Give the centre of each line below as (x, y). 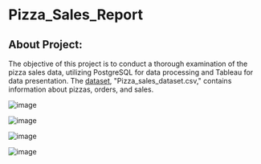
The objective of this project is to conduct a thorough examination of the (128, 64)
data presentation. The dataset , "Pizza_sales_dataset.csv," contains (120, 81)
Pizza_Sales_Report (75, 15)
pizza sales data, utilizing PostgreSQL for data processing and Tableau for (131, 72)
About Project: (45, 45)
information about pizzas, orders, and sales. (81, 89)
